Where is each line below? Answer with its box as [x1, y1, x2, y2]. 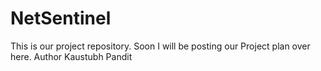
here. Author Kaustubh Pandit [10, 50, 133, 62]
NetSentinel [10, 7, 112, 30]
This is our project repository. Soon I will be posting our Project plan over [10, 40, 311, 52]
